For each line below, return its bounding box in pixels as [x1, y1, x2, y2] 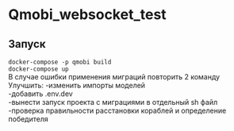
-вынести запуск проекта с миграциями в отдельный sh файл [8, 98, 218, 106]
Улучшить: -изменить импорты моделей [8, 81, 145, 90]
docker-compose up [8, 65, 69, 73]
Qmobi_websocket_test [8, 6, 167, 24]
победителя [8, 114, 49, 124]
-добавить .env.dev [8, 89, 73, 98]
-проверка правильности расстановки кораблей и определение [8, 106, 227, 115]
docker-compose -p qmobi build [8, 58, 112, 66]
